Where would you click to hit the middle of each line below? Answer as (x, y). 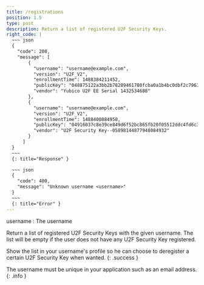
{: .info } (16, 276)
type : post (20, 23)
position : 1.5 (24, 18)
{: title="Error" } (36, 204)
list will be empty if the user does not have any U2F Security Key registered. (101, 239)
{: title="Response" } (40, 159)
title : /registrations (35, 12)
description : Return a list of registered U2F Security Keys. (87, 29)
